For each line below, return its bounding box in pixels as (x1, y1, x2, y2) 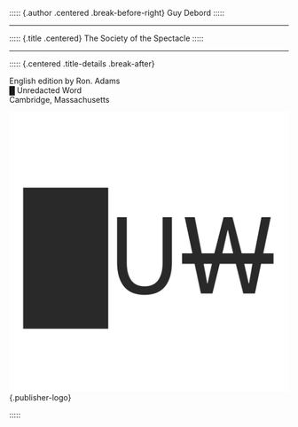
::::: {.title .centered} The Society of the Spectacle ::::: (9, 33, 204, 43)
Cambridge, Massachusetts (9, 95, 110, 105)
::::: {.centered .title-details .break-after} (9, 58, 155, 69)
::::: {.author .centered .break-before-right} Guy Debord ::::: (9, 8, 224, 18)
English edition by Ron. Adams (9, 75, 121, 86)
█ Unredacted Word (9, 85, 82, 96)
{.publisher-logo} (9, 392, 72, 402)
